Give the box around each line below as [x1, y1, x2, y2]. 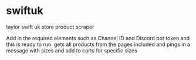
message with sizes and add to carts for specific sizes [6, 47, 138, 54]
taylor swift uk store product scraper [6, 23, 94, 30]
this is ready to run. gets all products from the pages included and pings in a [6, 41, 191, 48]
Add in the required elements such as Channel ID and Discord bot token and [6, 34, 190, 41]
